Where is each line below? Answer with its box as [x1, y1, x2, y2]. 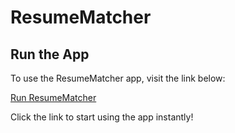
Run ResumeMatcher [10, 92, 97, 103]
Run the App [10, 46, 90, 63]
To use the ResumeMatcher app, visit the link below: [10, 72, 226, 84]
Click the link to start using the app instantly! [10, 111, 194, 123]
